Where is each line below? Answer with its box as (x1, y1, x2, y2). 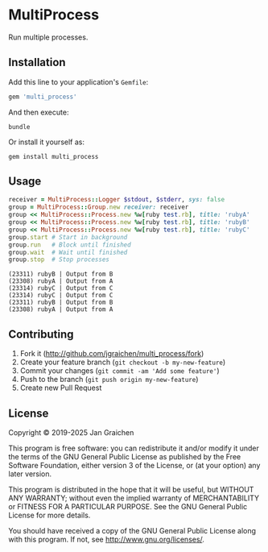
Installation (8, 56, 66, 69)
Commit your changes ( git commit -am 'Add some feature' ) (19, 366, 220, 376)
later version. (8, 469, 52, 479)
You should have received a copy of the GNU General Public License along (8, 525, 256, 535)
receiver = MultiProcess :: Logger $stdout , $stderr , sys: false (8, 196, 225, 204)
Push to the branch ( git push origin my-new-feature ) (19, 375, 199, 384)
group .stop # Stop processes (8, 255, 110, 264)
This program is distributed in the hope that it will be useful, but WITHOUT (8, 484, 254, 494)
